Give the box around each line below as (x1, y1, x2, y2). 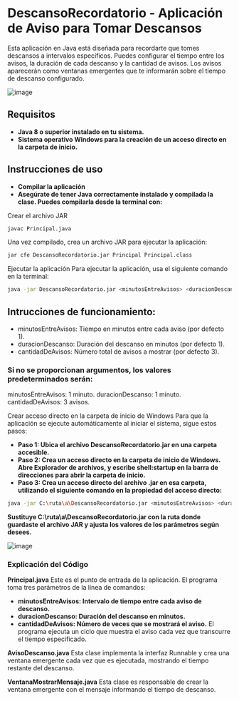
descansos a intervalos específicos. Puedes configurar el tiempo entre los (7, 51, 225, 60)
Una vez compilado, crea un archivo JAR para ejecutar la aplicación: (7, 237, 208, 247)
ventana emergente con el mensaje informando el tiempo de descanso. (7, 685, 216, 694)
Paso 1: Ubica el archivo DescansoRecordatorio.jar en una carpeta (17, 441, 217, 449)
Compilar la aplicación (17, 182, 85, 190)
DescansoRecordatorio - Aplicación (7, 5, 223, 21)
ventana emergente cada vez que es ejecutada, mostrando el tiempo (7, 656, 209, 665)
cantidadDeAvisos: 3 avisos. (7, 398, 90, 406)
